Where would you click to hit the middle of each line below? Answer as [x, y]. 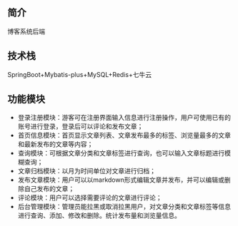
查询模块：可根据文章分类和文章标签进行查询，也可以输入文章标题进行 [121, 153]
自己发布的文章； [49, 189]
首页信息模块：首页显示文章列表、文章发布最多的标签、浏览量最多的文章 [124, 135]
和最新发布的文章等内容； [55, 144]
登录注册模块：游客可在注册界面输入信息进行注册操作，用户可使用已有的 [124, 118]
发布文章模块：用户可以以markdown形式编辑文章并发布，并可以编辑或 [121, 180]
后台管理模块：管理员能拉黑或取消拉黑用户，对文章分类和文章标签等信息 [124, 207]
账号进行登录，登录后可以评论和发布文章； [80, 126]
